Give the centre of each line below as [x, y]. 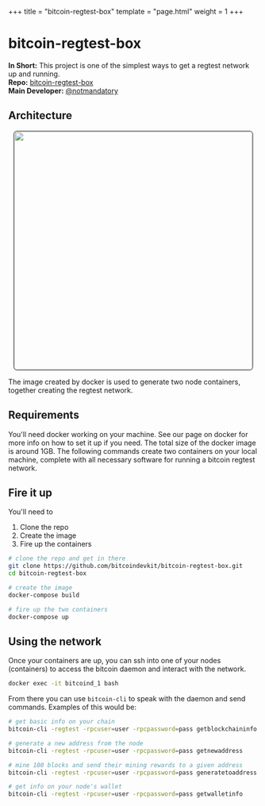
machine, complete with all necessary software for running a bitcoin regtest [132, 459]
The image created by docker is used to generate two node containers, [124, 382]
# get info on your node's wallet [65, 787]
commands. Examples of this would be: [73, 707]
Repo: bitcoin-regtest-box [51, 82]
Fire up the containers [56, 544]
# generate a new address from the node [76, 743]
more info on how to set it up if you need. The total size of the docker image [132, 443]
